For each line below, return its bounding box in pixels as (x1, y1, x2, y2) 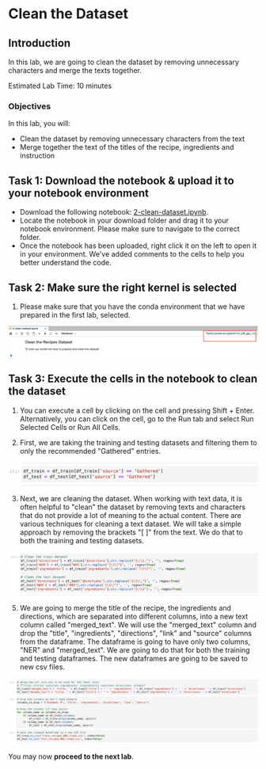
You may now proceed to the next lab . (8, 752, 135, 761)
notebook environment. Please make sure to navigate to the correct (19, 224, 240, 234)
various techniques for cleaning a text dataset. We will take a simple (19, 519, 241, 528)
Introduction (8, 36, 71, 50)
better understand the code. (19, 258, 112, 268)
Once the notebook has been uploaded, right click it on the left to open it (19, 241, 257, 250)
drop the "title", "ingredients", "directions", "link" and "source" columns (19, 629, 252, 638)
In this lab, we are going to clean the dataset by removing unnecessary (8, 57, 240, 67)
